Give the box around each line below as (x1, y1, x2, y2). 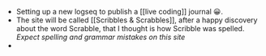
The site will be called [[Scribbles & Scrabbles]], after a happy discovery (15, 15, 258, 25)
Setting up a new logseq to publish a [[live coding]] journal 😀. (15, 7, 223, 16)
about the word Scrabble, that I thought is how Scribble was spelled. (15, 24, 245, 33)
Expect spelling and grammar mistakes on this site (15, 32, 186, 42)
